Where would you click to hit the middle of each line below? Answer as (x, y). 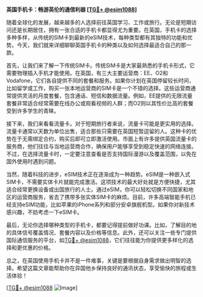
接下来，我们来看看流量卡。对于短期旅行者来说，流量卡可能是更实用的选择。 (101, 124)
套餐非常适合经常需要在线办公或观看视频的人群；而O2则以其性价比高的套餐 (100, 103)
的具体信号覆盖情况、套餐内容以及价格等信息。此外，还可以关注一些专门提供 (101, 233)
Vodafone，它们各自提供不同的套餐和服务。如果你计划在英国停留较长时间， (100, 80)
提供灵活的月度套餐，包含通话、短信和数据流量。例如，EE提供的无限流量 (102, 96)
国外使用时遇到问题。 (33, 162)
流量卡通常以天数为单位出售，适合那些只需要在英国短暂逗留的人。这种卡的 (99, 131)
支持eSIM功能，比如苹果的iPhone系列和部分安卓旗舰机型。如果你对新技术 (103, 204)
